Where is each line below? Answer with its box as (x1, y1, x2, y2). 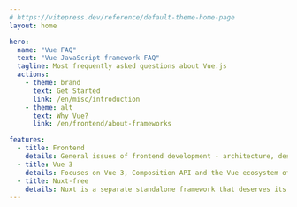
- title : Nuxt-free (17, 176, 89, 186)
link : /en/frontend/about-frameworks (32, 119, 172, 128)
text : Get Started (32, 86, 101, 96)
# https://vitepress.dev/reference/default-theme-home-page (9, 12, 236, 22)
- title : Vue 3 (17, 160, 73, 169)
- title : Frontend (17, 143, 86, 153)
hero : (9, 37, 29, 46)
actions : (17, 70, 49, 80)
